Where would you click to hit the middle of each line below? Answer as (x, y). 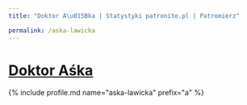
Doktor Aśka (51, 70)
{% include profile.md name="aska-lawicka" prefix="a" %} (106, 93)
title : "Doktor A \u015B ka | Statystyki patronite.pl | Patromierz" (124, 16)
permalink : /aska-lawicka (52, 30)
